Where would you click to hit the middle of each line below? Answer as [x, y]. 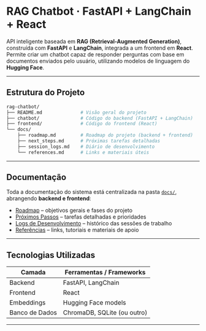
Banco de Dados [33, 313]
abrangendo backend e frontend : [49, 198]
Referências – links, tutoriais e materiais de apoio [77, 230]
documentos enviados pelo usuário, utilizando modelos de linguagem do [98, 61]
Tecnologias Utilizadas [51, 255]
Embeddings [28, 303]
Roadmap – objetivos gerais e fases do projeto [74, 211]
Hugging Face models [95, 303]
